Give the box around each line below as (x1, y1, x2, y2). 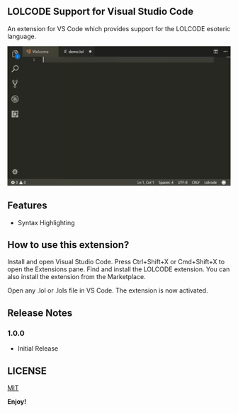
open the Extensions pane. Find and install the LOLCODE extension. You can (7, 265, 230, 273)
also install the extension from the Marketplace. (7, 273, 147, 281)
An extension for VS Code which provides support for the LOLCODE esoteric (7, 24, 231, 33)
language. (7, 32, 37, 40)
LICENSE (7, 365, 47, 377)
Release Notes (7, 307, 73, 319)
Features (7, 200, 47, 212)
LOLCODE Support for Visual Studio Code (7, 6, 193, 18)
